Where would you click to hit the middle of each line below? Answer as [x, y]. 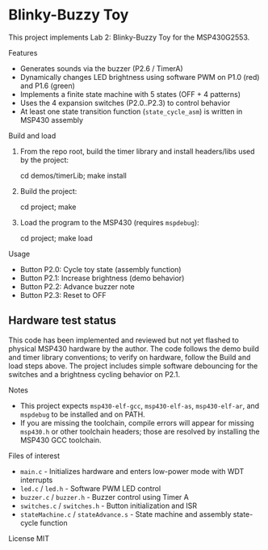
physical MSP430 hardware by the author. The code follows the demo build [134, 348]
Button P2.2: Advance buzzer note [77, 286]
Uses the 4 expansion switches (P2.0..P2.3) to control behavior [125, 103]
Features [23, 52]
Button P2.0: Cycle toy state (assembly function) [100, 269]
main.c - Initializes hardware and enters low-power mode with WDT [132, 471]
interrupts [36, 480]
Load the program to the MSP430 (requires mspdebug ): [109, 222]
